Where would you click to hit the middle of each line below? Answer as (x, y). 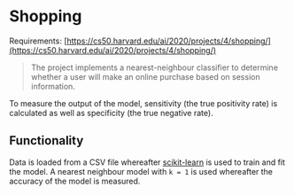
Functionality (46, 140)
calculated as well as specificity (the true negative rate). (112, 113)
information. (53, 86)
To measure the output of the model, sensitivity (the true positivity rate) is (143, 103)
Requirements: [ (39, 41)
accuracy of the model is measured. (75, 181)
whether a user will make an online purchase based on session (145, 76)
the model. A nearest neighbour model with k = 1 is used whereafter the (141, 171)
